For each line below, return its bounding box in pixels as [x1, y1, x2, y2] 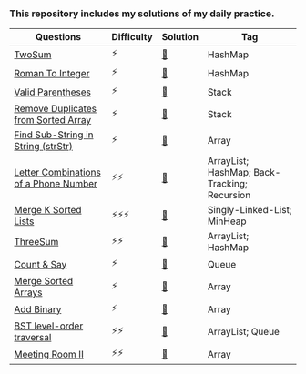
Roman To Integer [14, 66, 90, 79]
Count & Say [14, 258, 67, 270]
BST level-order [14, 319, 84, 332]
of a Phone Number [14, 177, 98, 190]
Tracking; [208, 177, 248, 190]
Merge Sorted [14, 275, 74, 288]
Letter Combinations [14, 167, 102, 179]
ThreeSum [14, 236, 59, 248]
